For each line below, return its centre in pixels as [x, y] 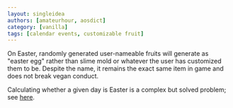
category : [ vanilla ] [38, 27]
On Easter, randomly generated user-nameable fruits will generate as [108, 54]
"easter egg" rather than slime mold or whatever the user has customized [114, 61]
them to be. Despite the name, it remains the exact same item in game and [116, 68]
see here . [21, 97]
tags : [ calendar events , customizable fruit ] [75, 34]
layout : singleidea [36, 14]
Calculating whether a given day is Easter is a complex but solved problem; [117, 90]
